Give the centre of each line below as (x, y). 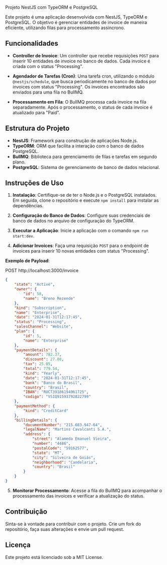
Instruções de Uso (34, 183)
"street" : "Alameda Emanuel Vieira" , (72, 439)
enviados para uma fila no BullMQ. (48, 92)
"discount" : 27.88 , (44, 359)
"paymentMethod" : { (35, 406)
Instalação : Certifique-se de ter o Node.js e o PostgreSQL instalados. (85, 195)
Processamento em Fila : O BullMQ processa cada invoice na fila (79, 102)
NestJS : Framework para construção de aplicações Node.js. (75, 140)
